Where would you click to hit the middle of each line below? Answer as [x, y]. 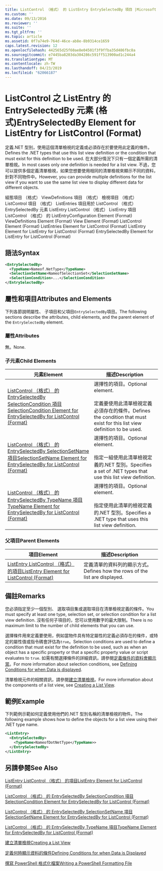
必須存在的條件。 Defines [122, 411]
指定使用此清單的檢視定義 [123, 506]
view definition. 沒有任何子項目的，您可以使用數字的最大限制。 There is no [79, 620]
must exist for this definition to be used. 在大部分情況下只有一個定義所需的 [79, 158]
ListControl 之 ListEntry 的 [58, 98]
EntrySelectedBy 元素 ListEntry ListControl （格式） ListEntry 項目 [71, 209]
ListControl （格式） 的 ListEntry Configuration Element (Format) [69, 215]
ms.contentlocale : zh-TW [30, 64]
